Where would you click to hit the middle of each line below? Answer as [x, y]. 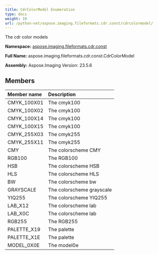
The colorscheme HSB [74, 166]
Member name [25, 95]
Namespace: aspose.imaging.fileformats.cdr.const [56, 46]
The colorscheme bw [72, 182]
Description [62, 95]
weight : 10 [16, 19]
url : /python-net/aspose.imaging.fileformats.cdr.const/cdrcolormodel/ [79, 23]
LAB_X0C [18, 214]
